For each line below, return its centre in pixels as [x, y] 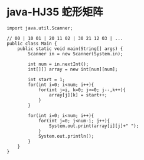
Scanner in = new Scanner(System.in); [76, 54]
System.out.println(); [66, 136]
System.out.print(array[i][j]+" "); [94, 126]
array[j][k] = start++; [78, 95]
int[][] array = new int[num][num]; [73, 69]
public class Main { [32, 44]
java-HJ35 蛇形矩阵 [55, 12]
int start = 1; [47, 79]
